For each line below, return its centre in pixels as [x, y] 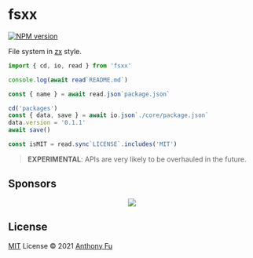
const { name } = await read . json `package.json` [89, 94]
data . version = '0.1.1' [47, 123]
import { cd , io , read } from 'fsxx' [70, 65]
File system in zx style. [45, 51]
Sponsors [32, 184]
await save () [29, 130]
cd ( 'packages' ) [33, 108]
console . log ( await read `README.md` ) [68, 80]
